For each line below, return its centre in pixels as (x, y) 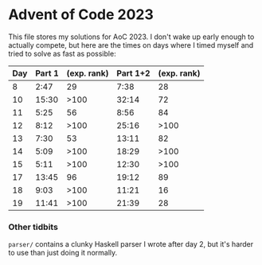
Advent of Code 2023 (81, 15)
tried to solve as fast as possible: (63, 53)
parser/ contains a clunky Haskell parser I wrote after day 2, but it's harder (131, 244)
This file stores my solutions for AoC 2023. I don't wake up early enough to (131, 37)
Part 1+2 (133, 73)
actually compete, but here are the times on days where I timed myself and (131, 45)
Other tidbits (33, 227)
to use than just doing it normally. (63, 253)
